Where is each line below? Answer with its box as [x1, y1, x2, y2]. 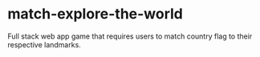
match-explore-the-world [7, 5, 184, 23]
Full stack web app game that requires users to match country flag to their [7, 31, 253, 41]
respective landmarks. [7, 39, 81, 49]
